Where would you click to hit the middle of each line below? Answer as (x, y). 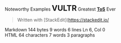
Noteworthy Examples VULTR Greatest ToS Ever (60, 8)
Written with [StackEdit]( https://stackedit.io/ (63, 20)
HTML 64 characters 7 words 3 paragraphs (50, 35)
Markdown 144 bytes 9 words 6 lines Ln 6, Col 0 (55, 30)
